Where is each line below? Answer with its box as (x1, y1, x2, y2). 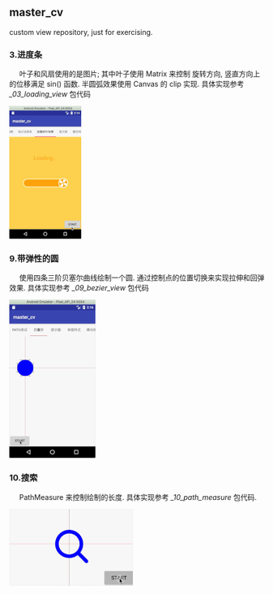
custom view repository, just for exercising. (9, 27, 153, 37)
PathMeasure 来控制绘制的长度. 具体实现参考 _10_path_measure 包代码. (19, 492, 258, 501)
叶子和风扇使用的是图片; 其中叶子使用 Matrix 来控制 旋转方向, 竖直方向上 (19, 69, 261, 79)
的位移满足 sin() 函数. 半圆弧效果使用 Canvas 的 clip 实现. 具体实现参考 (9, 80, 245, 89)
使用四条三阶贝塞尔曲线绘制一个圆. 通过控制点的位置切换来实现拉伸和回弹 (19, 273, 265, 282)
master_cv (9, 6, 64, 19)
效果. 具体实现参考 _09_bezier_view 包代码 (9, 283, 149, 293)
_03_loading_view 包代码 (9, 89, 92, 99)
